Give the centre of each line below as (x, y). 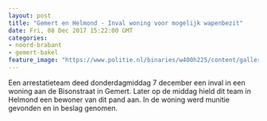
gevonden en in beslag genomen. (63, 107)
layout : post (30, 16)
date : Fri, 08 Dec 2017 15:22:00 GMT (71, 30)
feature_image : (33, 60)
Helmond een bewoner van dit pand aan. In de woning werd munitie (119, 100)
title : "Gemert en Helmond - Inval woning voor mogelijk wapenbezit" (126, 23)
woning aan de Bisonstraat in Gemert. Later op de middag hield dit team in (130, 91)
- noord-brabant (35, 45)
